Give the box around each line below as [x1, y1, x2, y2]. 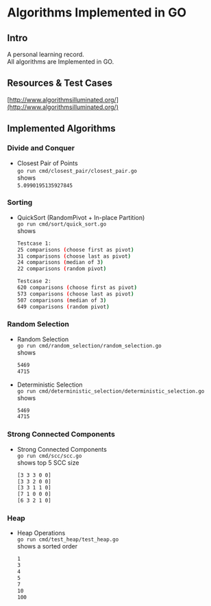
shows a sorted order [16, 542, 78, 550]
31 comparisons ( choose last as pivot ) [16, 252, 132, 260]
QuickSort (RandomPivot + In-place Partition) [16, 213, 145, 221]
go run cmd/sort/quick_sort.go [16, 221, 107, 228]
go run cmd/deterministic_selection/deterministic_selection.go [16, 387, 205, 395]
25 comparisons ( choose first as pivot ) [16, 246, 134, 253]
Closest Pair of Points [16, 159, 78, 167]
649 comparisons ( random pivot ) [16, 303, 110, 310]
